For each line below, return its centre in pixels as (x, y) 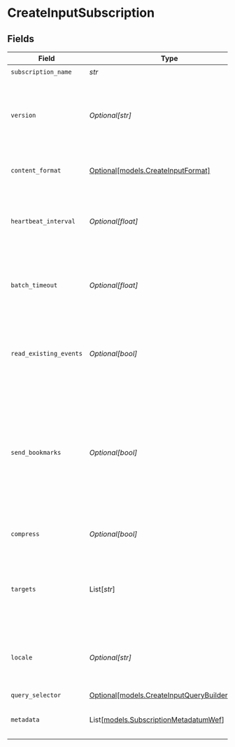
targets (23, 589)
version (23, 115)
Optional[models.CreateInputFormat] (150, 171)
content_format (36, 171)
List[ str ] (102, 589)
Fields (21, 39)
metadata (25, 720)
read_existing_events (47, 354)
